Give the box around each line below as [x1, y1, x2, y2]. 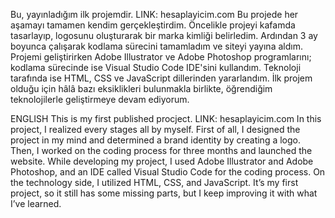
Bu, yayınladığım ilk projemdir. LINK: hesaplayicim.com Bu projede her [10, 9, 299, 20]
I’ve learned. [10, 198, 62, 209]
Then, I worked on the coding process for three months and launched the [10, 145, 313, 156]
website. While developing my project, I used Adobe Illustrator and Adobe [10, 155, 314, 167]
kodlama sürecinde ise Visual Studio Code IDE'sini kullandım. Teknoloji [10, 62, 302, 73]
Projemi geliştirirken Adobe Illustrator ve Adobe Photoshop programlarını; [10, 51, 312, 63]
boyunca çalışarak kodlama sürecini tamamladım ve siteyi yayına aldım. [10, 40, 303, 52]
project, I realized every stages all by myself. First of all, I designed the [10, 124, 301, 135]
